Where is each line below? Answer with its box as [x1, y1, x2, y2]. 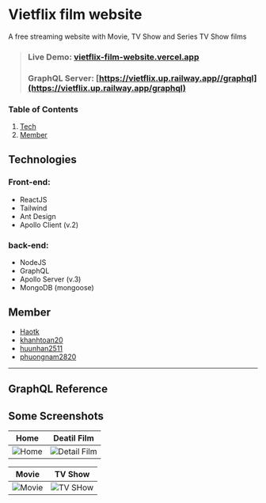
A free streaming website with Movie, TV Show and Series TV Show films [8, 32, 247, 41]
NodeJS [19, 258, 47, 267]
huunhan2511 [19, 343, 63, 353]
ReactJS [19, 195, 47, 204]
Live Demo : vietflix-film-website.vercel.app [27, 51, 199, 62]
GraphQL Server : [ [27, 73, 100, 84]
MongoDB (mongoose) [19, 283, 95, 293]
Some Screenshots [8, 409, 104, 422]
